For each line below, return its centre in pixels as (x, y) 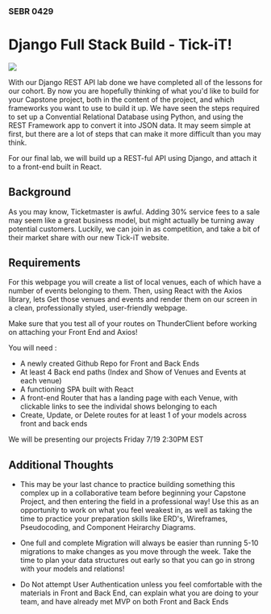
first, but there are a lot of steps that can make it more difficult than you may (135, 133)
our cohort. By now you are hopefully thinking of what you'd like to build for (134, 91)
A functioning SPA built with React (77, 389)
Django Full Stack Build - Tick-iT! (120, 45)
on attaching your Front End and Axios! (73, 332)
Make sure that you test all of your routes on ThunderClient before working (133, 324)
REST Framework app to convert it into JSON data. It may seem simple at (130, 125)
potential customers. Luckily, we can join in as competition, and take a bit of (134, 229)
